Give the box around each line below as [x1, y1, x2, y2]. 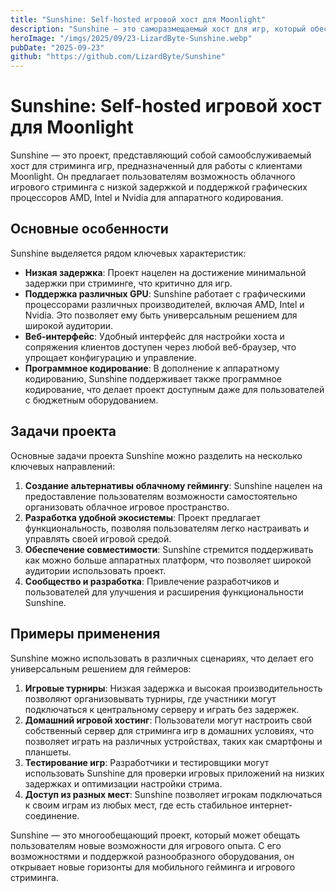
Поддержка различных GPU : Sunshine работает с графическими [24, 287, 306, 300]
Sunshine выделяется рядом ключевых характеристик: [10, 247, 247, 259]
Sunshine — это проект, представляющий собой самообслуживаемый [10, 149, 312, 161]
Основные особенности [10, 221, 169, 238]
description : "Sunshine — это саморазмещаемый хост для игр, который [10, 24, 307, 34]
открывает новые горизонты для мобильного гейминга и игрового [10, 861, 296, 873]
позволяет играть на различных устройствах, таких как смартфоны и [24, 735, 323, 747]
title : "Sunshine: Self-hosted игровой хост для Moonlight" [10, 14, 267, 25]
